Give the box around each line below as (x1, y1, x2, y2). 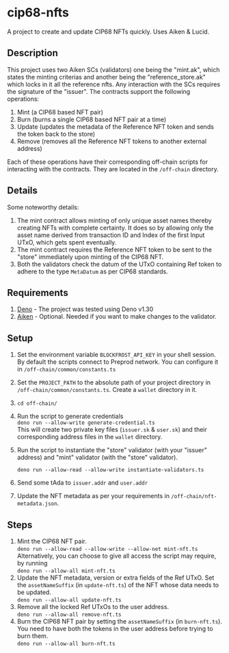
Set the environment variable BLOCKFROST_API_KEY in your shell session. (16, 351, 217, 359)
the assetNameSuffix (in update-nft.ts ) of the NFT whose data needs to (16, 581, 219, 589)
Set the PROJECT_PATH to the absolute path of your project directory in (16, 378, 211, 386)
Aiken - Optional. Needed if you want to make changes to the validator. (16, 312, 217, 321)
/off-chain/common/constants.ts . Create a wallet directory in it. (16, 386, 198, 394)
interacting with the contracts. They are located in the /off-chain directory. (7, 164, 219, 173)
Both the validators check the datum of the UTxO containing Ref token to (16, 260, 222, 268)
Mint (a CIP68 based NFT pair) (16, 108, 104, 116)
